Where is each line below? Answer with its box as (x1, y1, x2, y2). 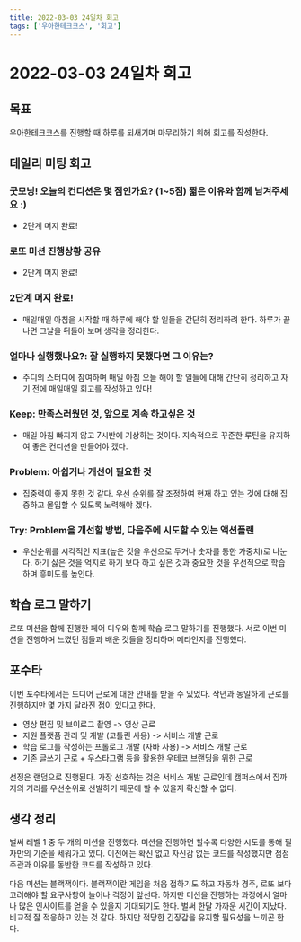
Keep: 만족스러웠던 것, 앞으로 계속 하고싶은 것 (9, 408, 196, 420)
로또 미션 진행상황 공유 (9, 245, 102, 258)
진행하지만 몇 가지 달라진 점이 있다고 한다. (9, 700, 155, 710)
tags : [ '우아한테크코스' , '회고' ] (9, 22, 121, 31)
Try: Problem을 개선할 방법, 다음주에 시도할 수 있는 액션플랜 (9, 524, 254, 536)
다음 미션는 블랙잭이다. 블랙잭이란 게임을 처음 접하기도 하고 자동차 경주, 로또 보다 (9, 878, 292, 889)
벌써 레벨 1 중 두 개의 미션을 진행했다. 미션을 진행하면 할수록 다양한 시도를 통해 (9, 837, 283, 848)
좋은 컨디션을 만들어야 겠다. (31, 441, 128, 452)
